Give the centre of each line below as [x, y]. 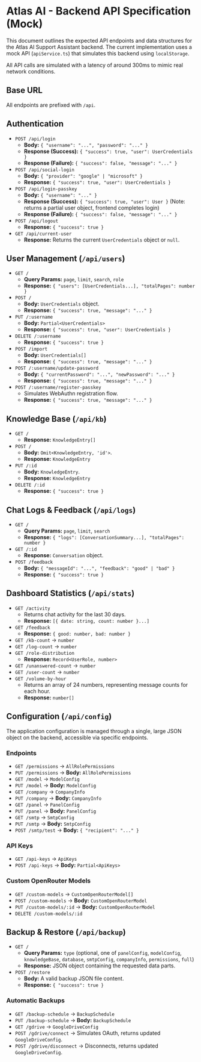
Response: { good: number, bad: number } [77, 633]
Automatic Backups [35, 1001]
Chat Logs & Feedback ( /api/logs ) [71, 510]
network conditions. [31, 71]
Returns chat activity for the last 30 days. [75, 614]
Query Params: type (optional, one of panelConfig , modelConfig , [103, 953]
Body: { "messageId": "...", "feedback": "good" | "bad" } [99, 568]
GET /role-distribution [45, 653]
